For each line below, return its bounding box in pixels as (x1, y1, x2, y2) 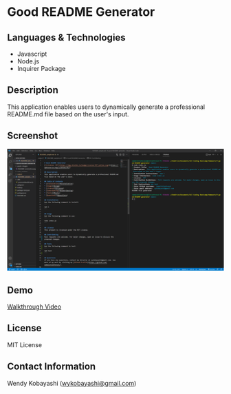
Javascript (16, 50, 47, 58)
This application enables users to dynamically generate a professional (7, 103, 205, 111)
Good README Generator (7, 4, 155, 20)
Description (7, 84, 58, 96)
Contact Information (7, 361, 96, 373)
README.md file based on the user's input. (7, 110, 129, 118)
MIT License (7, 340, 43, 349)
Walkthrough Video (7, 302, 62, 311)
